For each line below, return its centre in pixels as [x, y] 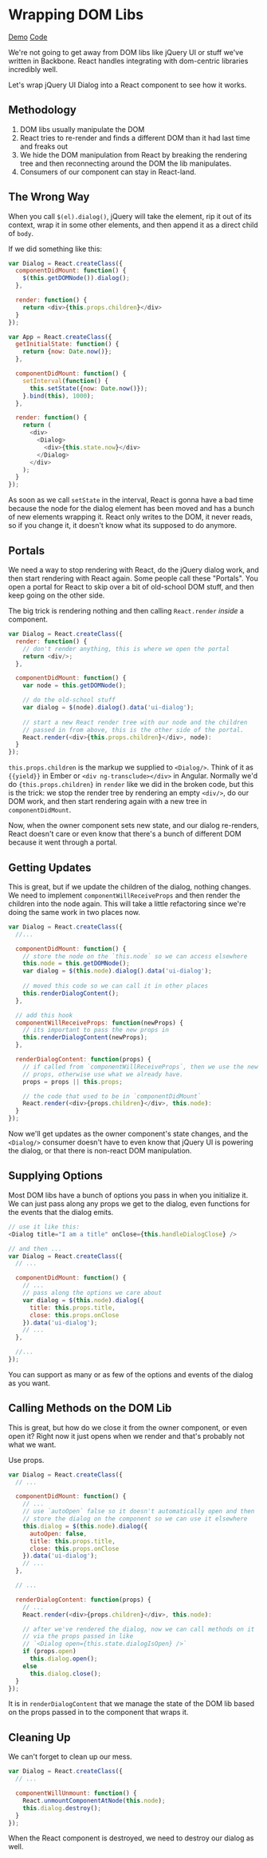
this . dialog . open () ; [63, 1659]
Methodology [43, 110]
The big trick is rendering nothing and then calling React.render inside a [126, 611]
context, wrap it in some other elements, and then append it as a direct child [133, 225]
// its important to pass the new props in [96, 1030]
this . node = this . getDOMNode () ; [76, 964]
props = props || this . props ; [73, 1081]
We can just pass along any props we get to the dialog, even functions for [129, 1203]
